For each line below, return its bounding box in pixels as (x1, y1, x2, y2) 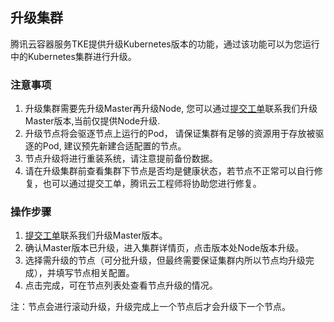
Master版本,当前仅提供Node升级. (24, 115, 161, 127)
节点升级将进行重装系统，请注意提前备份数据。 (24, 153, 218, 165)
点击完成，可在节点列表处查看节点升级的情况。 (24, 279, 218, 292)
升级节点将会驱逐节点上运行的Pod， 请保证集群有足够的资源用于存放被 (24, 128, 316, 140)
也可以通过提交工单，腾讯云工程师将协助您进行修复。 (42, 178, 262, 190)
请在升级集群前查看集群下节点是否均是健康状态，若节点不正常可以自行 (24, 165, 315, 177)
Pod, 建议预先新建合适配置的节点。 (42, 140, 187, 152)
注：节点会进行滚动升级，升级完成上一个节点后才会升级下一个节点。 (10, 301, 291, 313)
